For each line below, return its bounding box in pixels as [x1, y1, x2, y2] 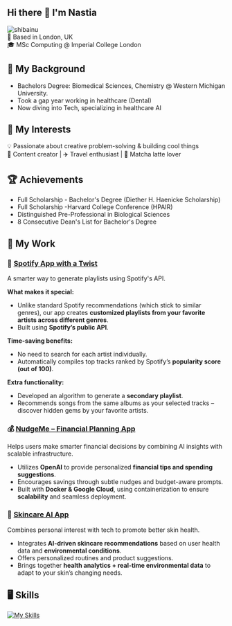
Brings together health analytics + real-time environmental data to [17, 561, 211, 569]
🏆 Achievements [7, 174, 84, 186]
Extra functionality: [7, 378, 64, 386]
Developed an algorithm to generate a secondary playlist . [17, 391, 184, 400]
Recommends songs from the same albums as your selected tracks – [17, 399, 215, 407]
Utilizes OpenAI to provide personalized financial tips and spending [17, 463, 213, 472]
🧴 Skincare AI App [7, 510, 69, 519]
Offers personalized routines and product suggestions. [17, 553, 174, 562]
